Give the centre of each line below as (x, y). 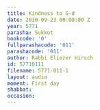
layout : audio (27, 77)
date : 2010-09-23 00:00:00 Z (49, 20)
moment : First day (33, 83)
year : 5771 (23, 26)
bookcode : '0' (27, 39)
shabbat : (20, 90)
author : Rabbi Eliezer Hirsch (50, 58)
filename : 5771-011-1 (38, 70)
